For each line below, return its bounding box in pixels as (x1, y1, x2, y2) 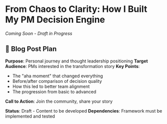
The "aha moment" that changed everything (12, 73, 103, 79)
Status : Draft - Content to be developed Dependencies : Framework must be (5, 108, 163, 114)
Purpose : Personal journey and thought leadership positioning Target (5, 58, 148, 64)
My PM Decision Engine (5, 14, 106, 25)
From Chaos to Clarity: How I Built (5, 3, 148, 15)
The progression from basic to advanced (12, 88, 96, 95)
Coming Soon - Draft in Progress (5, 30, 72, 36)
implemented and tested (5, 113, 55, 119)
